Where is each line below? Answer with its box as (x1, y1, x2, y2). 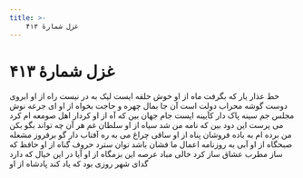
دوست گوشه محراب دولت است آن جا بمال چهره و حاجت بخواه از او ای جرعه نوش (9, 101, 288, 112)
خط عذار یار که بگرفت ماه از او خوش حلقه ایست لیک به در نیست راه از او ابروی (9, 91, 279, 102)
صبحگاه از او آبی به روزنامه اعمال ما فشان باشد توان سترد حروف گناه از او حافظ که (9, 139, 293, 150)
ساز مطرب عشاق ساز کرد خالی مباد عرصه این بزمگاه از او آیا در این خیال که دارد (9, 149, 283, 160)
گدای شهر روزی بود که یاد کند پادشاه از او (9, 158, 149, 169)
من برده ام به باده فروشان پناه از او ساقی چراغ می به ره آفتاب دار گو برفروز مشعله (9, 129, 292, 141)
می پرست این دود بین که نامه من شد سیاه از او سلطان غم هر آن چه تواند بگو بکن (9, 120, 284, 131)
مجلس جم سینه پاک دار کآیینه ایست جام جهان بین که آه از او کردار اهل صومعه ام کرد (9, 110, 295, 121)
